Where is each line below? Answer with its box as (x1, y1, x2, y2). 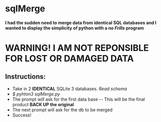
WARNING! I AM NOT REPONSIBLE (5, 42, 149, 54)
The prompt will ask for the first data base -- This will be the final (12, 96, 145, 102)
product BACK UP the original (12, 101, 74, 107)
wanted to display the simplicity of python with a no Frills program (5, 25, 144, 31)
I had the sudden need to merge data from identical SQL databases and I (5, 19, 157, 25)
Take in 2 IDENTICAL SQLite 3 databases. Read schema (12, 85, 127, 92)
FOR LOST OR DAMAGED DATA (5, 53, 134, 64)
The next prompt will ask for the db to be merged (12, 107, 113, 113)
